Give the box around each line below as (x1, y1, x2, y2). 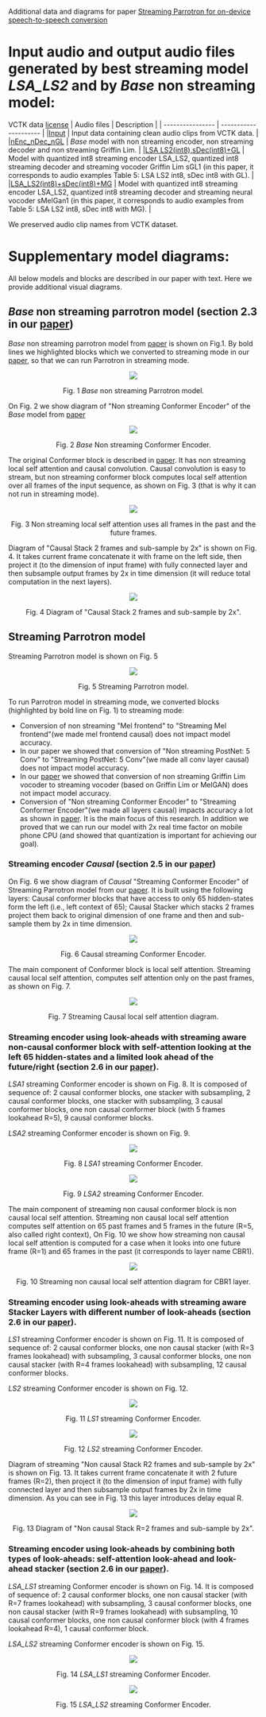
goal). (19, 839, 40, 848)
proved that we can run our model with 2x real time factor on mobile (19, 822, 243, 831)
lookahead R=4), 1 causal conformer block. (8, 1623, 149, 1633)
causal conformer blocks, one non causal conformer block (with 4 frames (8, 1615, 249, 1625)
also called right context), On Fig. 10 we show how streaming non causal (8, 1230, 245, 1240)
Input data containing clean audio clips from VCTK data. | (71, 128, 259, 137)
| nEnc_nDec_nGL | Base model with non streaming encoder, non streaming (8, 137, 254, 146)
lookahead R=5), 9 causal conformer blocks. (8, 1113, 154, 1123)
